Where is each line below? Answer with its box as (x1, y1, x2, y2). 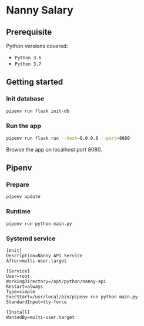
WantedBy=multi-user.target (6, 315, 75, 321)
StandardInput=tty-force (6, 299, 67, 305)
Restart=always (6, 284, 43, 290)
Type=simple (6, 289, 35, 295)
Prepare (6, 180, 29, 189)
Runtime (6, 207, 31, 216)
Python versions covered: (6, 42, 68, 49)
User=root (6, 274, 31, 280)
